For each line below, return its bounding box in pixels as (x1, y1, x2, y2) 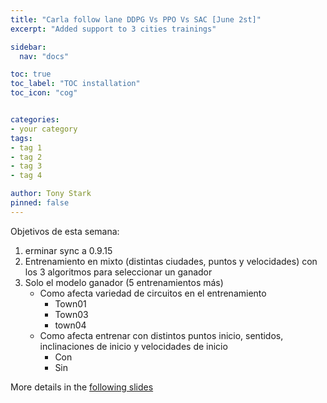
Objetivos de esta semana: (10, 225, 120, 237)
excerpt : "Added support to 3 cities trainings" (10, 24, 217, 34)
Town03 (54, 308, 89, 320)
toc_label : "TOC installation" (10, 79, 141, 89)
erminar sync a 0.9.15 (24, 244, 113, 256)
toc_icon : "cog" (10, 88, 78, 98)
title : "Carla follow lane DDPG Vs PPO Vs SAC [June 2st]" (10, 14, 262, 25)
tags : (10, 133, 33, 143)
